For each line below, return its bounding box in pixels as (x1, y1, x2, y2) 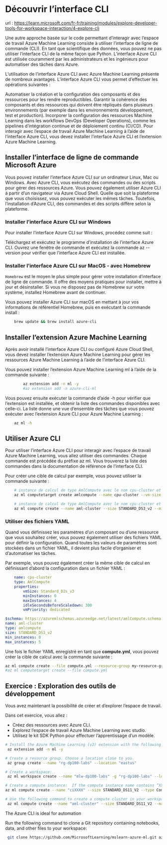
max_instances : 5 (5, 639, 41, 644)
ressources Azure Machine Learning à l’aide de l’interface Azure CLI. (5, 357, 146, 363)
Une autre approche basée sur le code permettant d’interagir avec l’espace (5, 35, 159, 41)
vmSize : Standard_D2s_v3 (23, 589, 75, 594)
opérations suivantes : (5, 81, 51, 88)
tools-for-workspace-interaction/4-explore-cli (5, 25, 99, 31)
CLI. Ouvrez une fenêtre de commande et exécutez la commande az (5, 245, 145, 251)
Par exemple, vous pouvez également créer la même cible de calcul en (5, 560, 150, 566)
